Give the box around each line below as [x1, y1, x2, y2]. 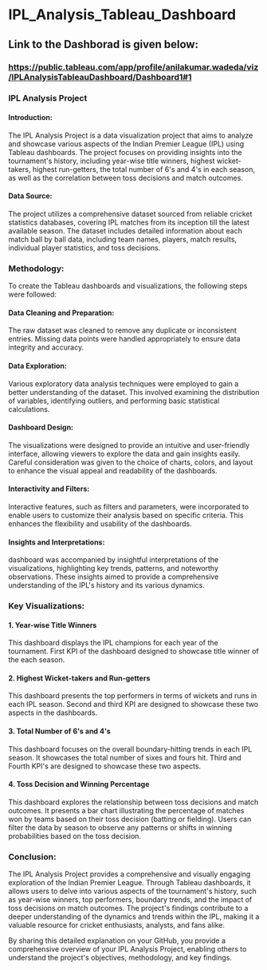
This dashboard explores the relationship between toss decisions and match [8, 797, 259, 807]
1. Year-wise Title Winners [8, 620, 97, 629]
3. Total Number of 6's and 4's [8, 726, 112, 736]
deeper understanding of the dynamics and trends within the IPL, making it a [8, 912, 260, 921]
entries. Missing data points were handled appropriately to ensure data [8, 334, 241, 344]
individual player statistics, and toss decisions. [8, 242, 161, 253]
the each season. [8, 655, 65, 665]
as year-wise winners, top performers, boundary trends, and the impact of [8, 895, 253, 904]
